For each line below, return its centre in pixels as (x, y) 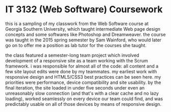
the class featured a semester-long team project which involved (72, 55)
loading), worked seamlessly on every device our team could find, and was (84, 99)
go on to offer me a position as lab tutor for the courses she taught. (76, 45)
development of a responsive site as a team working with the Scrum (77, 60)
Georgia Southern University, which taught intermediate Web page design (83, 29)
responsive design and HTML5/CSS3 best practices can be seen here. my (83, 77)
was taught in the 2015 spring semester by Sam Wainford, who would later (83, 40)
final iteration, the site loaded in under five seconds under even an (75, 87)
